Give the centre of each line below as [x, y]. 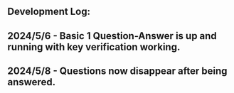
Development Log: [49, 12]
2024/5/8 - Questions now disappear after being [117, 71]
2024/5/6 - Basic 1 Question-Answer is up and [112, 36]
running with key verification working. [94, 46]
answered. [31, 82]
